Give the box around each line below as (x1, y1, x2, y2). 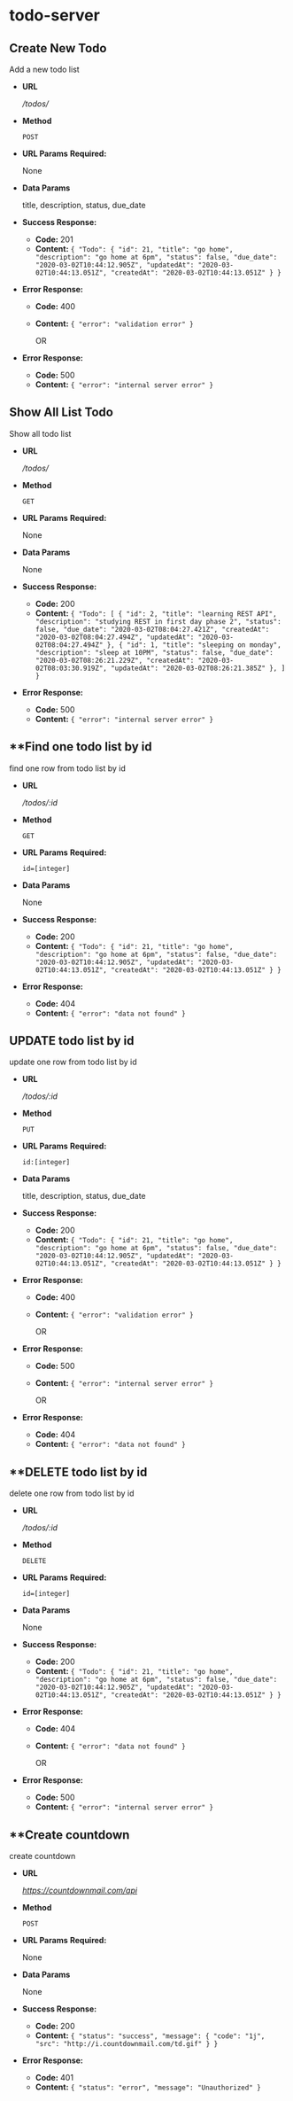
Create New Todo (9, 41, 107, 56)
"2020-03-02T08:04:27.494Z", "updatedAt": (35, 633, 195, 642)
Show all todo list (9, 428, 72, 439)
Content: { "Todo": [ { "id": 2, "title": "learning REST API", (35, 608, 277, 619)
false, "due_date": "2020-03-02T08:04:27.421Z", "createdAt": (35, 625, 270, 634)
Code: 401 (35, 2073, 73, 2083)
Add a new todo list (9, 64, 80, 74)
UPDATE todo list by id (9, 1033, 135, 1048)
